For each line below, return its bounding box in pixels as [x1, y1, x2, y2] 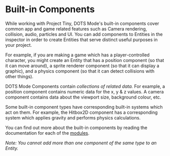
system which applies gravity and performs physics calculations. [5, 114, 141, 120]
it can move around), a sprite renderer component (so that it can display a [5, 63, 160, 69]
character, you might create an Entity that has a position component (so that [5, 57, 164, 63]
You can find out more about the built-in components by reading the [5, 124, 148, 131]
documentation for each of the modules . [5, 130, 90, 136]
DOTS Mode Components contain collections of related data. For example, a [5, 83, 165, 89]
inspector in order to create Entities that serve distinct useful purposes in [5, 37, 158, 43]
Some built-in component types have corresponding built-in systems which [5, 104, 163, 110]
